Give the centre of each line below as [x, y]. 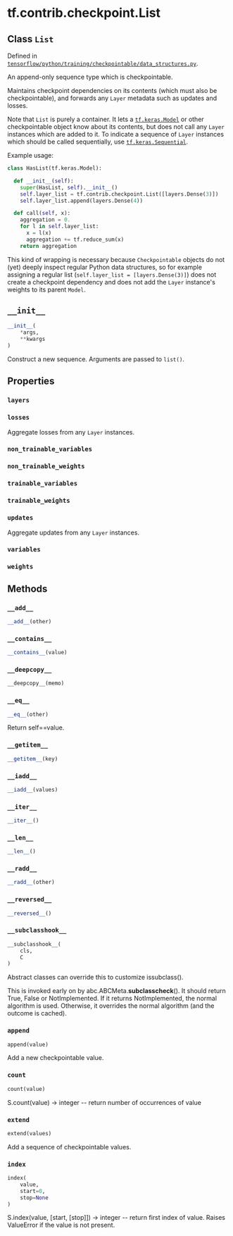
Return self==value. [36, 728]
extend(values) [30, 1133]
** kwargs [33, 339]
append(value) [28, 1044]
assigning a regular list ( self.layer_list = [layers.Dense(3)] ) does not [112, 274]
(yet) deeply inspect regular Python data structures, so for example [105, 267]
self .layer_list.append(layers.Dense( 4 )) [81, 201]
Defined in [22, 56]
